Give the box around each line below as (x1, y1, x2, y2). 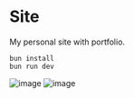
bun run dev (9, 62, 54, 71)
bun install (9, 54, 54, 63)
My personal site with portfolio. (9, 36, 125, 47)
